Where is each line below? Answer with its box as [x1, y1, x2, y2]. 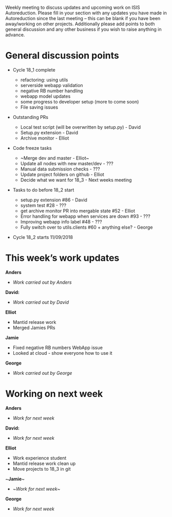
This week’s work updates [5, 252, 120, 264]
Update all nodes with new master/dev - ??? [20, 160, 114, 166]
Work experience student [12, 455, 67, 461]
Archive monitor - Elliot [20, 135, 69, 141]
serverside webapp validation [20, 82, 83, 88]
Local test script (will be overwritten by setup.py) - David [20, 124, 141, 130]
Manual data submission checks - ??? [20, 166, 100, 172]
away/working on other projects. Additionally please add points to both [5, 21, 155, 27]
